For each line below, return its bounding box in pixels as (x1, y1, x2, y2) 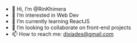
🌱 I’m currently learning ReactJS (11, 18, 90, 24)
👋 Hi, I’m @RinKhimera (11, 6, 66, 12)
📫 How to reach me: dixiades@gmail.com (11, 31, 114, 37)
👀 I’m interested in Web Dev (11, 12, 79, 19)
